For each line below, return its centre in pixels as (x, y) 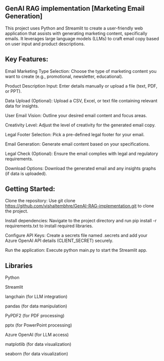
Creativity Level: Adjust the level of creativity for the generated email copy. (80, 125)
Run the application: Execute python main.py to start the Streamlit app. (76, 250)
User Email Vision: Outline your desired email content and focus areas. (76, 115)
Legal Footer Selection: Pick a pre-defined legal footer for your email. (75, 134)
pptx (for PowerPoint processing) (39, 325)
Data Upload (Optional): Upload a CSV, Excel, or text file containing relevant (81, 100)
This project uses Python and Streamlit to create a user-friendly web (74, 28)
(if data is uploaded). (26, 173)
